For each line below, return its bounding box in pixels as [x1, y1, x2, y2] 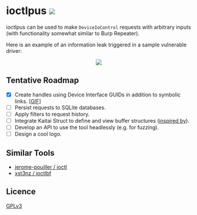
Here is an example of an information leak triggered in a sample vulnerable [6, 41, 187, 48]
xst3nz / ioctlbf [14, 169, 52, 177]
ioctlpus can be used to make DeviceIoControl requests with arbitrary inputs [6, 23, 191, 31]
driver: [6, 47, 22, 54]
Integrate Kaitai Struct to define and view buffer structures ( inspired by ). [14, 117, 190, 124]
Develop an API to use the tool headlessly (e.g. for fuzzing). [14, 124, 159, 130]
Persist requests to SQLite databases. [14, 104, 106, 111]
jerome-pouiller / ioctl [14, 163, 68, 170]
